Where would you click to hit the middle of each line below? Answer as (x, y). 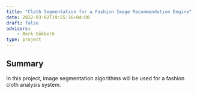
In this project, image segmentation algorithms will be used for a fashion (95, 78)
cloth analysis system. (34, 84)
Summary (25, 64)
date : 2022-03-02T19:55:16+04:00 (48, 17)
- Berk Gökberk (36, 34)
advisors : (19, 28)
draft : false (23, 23)
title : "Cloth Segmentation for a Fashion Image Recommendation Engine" (99, 12)
